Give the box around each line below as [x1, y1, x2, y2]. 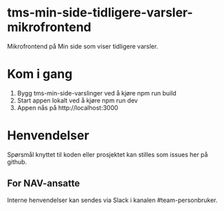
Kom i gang [7, 67, 73, 82]
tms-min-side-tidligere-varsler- [7, 5, 194, 21]
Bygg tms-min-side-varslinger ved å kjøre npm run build [16, 89, 177, 97]
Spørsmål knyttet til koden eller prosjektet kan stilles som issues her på [7, 150, 208, 159]
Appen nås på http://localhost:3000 [16, 103, 119, 111]
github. [7, 157, 27, 166]
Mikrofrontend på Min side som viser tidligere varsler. [7, 42, 159, 50]
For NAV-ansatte [7, 177, 80, 190]
